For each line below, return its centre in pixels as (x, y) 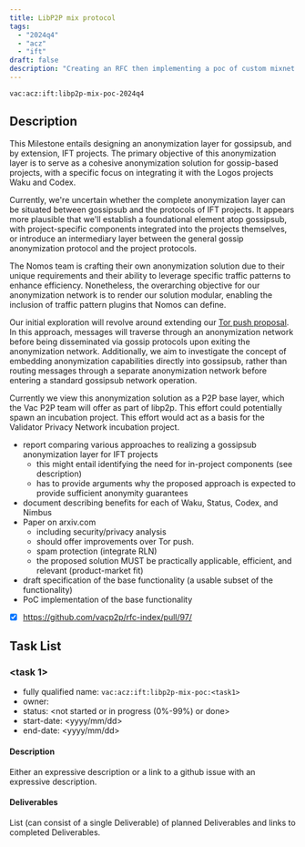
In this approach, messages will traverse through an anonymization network (152, 332)
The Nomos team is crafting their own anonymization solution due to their (147, 266)
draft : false (34, 60)
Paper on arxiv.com (59, 522)
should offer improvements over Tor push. (115, 541)
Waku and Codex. (43, 182)
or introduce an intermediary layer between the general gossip (127, 239)
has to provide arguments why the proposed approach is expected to (166, 483)
